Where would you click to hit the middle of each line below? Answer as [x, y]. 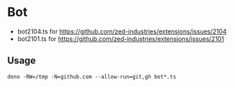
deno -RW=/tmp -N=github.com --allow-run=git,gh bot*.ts [92, 77]
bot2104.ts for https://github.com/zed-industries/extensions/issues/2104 [122, 31]
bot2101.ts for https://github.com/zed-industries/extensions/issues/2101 [121, 38]
